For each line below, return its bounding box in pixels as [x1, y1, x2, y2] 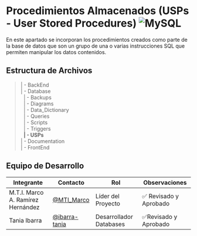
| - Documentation [20, 137, 65, 145]
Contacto [57, 178, 85, 187]
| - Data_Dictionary [23, 106, 69, 113]
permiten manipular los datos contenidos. [6, 48, 107, 55]
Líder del [95, 192, 120, 200]
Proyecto [95, 199, 120, 207]
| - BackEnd [20, 81, 49, 88]
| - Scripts [23, 119, 48, 126]
